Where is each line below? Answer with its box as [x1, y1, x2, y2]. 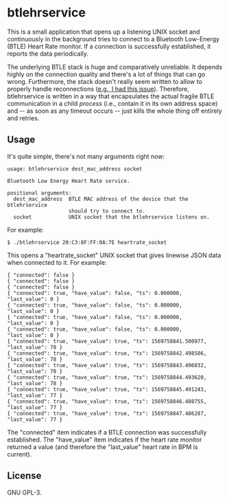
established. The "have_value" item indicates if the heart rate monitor [7, 435, 202, 444]
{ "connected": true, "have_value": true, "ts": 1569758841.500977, [7, 338, 207, 345]
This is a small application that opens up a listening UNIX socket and [7, 28, 200, 36]
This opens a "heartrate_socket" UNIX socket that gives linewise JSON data [7, 251, 221, 259]
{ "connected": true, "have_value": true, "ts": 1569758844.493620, [7, 373, 207, 381]
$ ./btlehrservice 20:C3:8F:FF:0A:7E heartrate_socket [7, 239, 167, 245]
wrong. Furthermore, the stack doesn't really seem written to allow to [7, 77, 202, 85]
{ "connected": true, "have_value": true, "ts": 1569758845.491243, [7, 386, 207, 393]
